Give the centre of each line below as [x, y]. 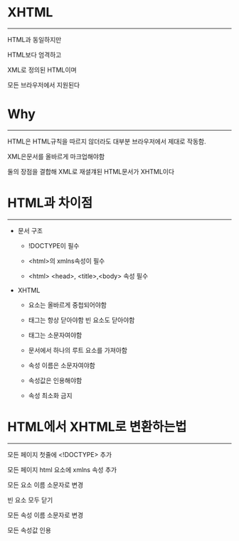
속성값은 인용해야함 [55, 380]
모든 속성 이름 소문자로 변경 [46, 515]
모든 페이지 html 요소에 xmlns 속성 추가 [62, 469]
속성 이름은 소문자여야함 [62, 365]
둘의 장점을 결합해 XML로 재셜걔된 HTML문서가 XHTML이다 [91, 171]
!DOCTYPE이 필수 [54, 245]
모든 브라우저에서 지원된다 [44, 85]
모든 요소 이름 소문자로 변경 [46, 485]
